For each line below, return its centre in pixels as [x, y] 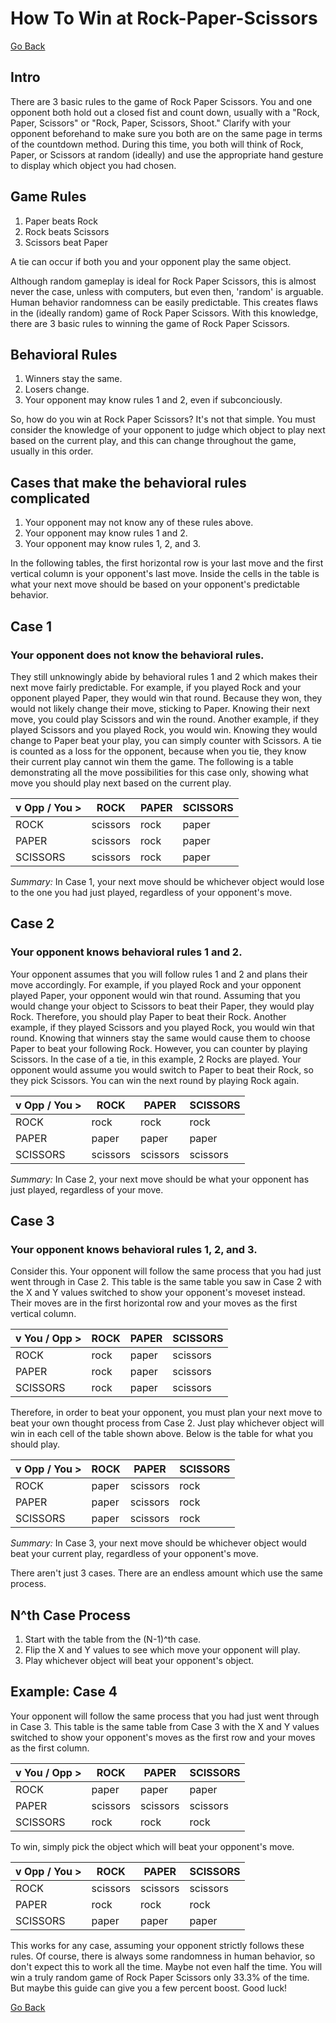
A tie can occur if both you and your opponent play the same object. [151, 261]
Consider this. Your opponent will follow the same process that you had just [166, 1271]
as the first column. [50, 1748]
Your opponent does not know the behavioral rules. [137, 655]
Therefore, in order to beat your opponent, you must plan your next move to [166, 1413]
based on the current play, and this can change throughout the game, [153, 441]
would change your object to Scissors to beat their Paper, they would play [162, 1006]
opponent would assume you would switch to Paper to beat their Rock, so [162, 1069]
